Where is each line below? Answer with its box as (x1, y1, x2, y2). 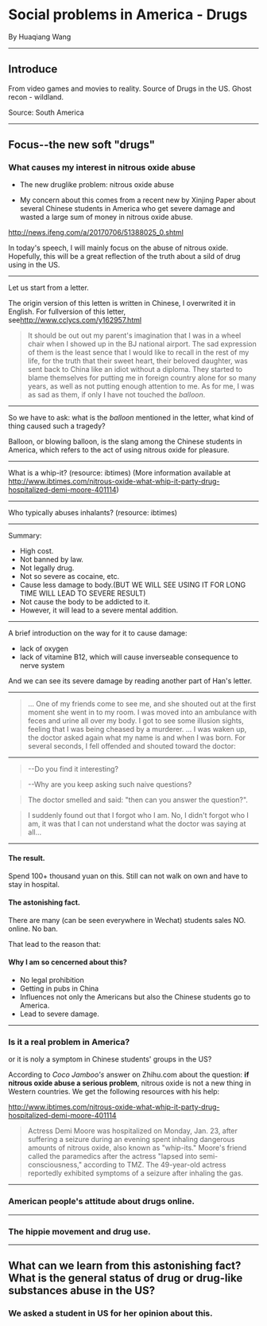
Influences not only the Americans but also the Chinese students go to (19, 992, 251, 1002)
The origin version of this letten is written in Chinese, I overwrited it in (8, 299, 236, 308)
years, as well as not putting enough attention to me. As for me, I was (27, 381, 255, 391)
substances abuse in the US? (8, 1284, 156, 1297)
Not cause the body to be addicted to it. (19, 597, 151, 607)
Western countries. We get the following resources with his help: (8, 1087, 220, 1097)
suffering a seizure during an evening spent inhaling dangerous (27, 1135, 235, 1144)
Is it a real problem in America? (8, 1036, 130, 1047)
